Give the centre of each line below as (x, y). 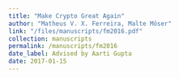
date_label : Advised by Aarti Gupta (70, 54)
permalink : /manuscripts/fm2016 (63, 46)
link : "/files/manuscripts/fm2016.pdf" (76, 31)
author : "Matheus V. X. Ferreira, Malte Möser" (90, 24)
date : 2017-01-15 (38, 62)
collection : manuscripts (50, 39)
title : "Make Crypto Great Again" (67, 16)
